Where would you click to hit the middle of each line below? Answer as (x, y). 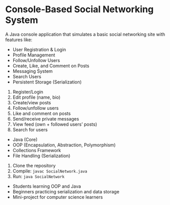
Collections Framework (37, 150)
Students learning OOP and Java (47, 186)
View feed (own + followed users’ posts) (55, 124)
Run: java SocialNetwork (39, 176)
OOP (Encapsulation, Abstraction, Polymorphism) (64, 145)
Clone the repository (34, 165)
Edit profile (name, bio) (37, 97)
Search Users (27, 76)
